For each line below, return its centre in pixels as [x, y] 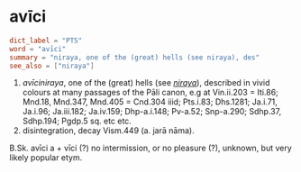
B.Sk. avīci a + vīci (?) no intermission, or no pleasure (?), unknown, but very [151, 148]
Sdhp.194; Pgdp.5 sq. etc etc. [77, 121]
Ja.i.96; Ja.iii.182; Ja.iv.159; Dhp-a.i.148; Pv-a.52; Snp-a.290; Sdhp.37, [152, 112]
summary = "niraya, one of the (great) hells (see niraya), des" [134, 57]
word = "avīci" [38, 49]
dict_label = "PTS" [46, 41]
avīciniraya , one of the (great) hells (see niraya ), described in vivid [146, 83]
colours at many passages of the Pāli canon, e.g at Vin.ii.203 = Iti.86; [150, 93]
